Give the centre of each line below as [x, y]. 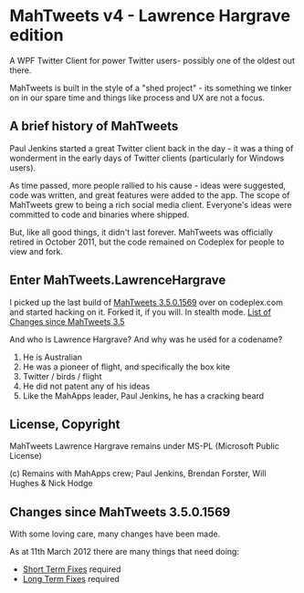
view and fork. [37, 251]
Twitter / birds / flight [62, 376]
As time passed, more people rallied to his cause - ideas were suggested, [147, 185]
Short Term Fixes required [72, 569]
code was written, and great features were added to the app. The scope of [150, 195]
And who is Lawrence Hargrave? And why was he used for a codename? [146, 339]
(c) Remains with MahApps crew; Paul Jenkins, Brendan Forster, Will [138, 473]
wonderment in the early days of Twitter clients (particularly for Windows [147, 158]
